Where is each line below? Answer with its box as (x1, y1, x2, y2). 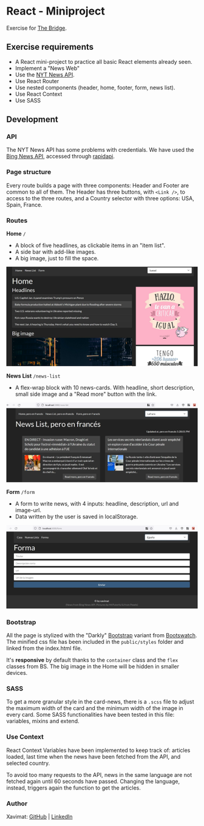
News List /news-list (6, 372, 61, 379)
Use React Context (15, 90, 63, 98)
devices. (6, 669, 28, 677)
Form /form (6, 488, 35, 495)
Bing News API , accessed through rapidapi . (6, 153, 115, 160)
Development (6, 114, 59, 125)
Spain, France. (6, 201, 42, 208)
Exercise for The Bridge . (6, 24, 67, 32)
